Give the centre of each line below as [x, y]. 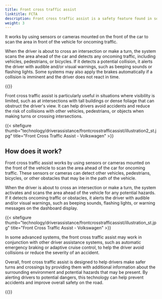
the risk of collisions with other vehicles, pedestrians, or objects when [74, 111]
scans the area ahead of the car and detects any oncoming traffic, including [80, 57]
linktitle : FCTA [21, 14]
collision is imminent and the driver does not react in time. [62, 77]
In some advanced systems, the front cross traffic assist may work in [74, 237]
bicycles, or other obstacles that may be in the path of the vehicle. [71, 178]
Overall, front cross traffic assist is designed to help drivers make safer [75, 262]
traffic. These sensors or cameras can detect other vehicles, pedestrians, [78, 173]
